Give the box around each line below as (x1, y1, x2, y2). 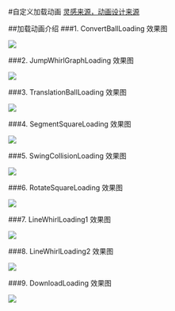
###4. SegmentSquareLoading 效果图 (8, 119, 132, 129)
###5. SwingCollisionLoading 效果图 (8, 151, 127, 161)
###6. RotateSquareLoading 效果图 (8, 183, 124, 192)
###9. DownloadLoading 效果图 (8, 278, 112, 288)
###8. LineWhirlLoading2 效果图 (8, 247, 113, 256)
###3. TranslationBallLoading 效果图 (8, 87, 127, 97)
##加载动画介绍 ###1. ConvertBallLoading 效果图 (8, 24, 168, 33)
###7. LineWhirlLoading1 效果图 (8, 215, 111, 224)
